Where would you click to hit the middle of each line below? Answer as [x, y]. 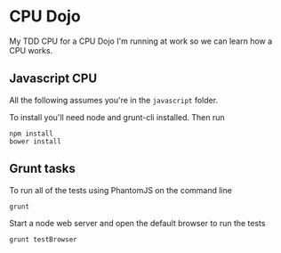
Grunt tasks [42, 169]
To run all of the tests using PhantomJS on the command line [121, 190]
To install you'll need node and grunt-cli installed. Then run [117, 117]
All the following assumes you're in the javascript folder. [114, 100]
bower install [36, 141]
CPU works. [31, 50]
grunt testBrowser [43, 239]
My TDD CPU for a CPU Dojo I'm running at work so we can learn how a [141, 41]
